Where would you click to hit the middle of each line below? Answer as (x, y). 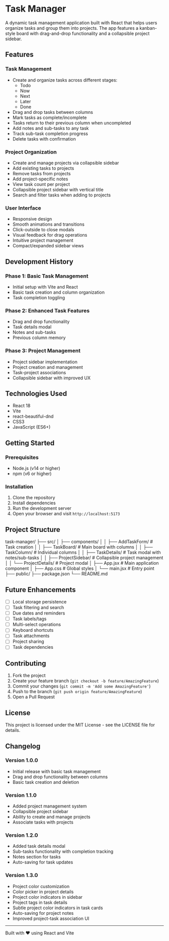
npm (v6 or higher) (32, 474)
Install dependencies (34, 503)
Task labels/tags (29, 619)
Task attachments (31, 636)
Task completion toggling (39, 297)
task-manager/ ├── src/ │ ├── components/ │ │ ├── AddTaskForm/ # (79, 542)
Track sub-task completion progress (50, 133)
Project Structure (33, 529)
